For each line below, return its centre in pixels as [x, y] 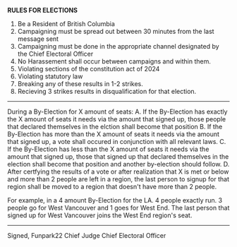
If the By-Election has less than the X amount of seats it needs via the [108, 149]
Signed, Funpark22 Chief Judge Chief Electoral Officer [87, 235]
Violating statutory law [50, 76]
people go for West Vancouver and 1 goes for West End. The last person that [119, 208]
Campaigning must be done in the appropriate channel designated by [119, 46]
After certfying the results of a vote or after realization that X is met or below [118, 171]
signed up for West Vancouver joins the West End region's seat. [100, 215]
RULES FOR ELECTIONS [43, 10]
